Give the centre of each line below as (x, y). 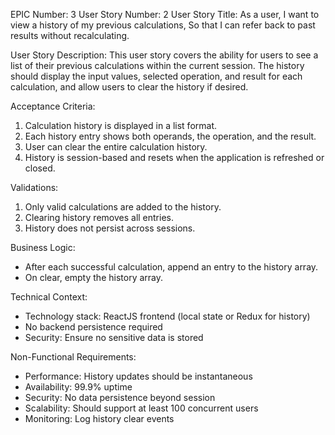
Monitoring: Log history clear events (99, 418)
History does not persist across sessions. (110, 228)
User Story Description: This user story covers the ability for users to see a (164, 55)
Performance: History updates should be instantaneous (138, 376)
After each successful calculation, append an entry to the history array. (171, 267)
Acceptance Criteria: (53, 106)
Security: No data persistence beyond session (120, 397)
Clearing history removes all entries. (99, 217)
